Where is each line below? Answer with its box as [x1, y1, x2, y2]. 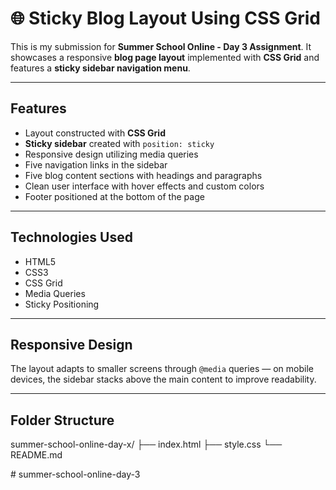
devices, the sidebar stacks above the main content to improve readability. [10, 373, 317, 386]
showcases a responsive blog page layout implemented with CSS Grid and [10, 51, 320, 63]
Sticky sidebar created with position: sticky [24, 137, 215, 149]
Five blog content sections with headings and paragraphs [24, 169, 263, 181]
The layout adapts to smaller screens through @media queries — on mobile [10, 363, 314, 375]
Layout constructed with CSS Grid [24, 127, 166, 139]
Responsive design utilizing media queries [24, 148, 199, 160]
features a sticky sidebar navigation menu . [10, 62, 191, 74]
